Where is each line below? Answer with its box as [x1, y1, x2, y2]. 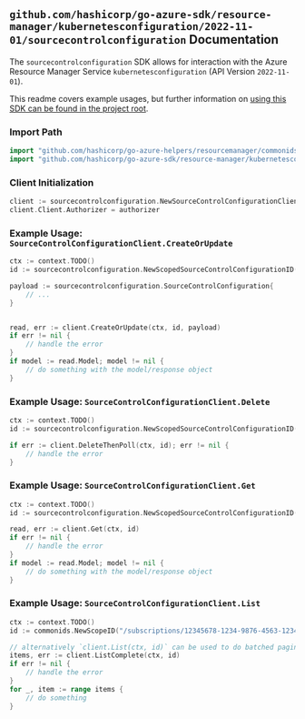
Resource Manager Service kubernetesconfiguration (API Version [9, 66, 256, 76]
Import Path [9, 126, 63, 138]
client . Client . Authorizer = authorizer [9, 206, 161, 215]
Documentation [189, 32, 280, 47]
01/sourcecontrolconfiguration [9, 34, 187, 47]
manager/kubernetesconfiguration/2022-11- [9, 20, 254, 34]
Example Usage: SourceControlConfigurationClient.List [9, 597, 261, 610]
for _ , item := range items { [9, 684, 124, 694]
